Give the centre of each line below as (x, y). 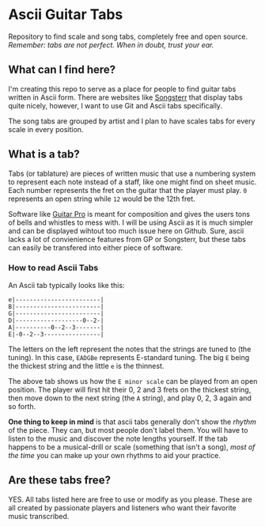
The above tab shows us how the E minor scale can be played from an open (133, 381)
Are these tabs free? (59, 480)
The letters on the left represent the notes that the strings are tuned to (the (130, 349)
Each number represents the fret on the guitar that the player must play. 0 (128, 190)
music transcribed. (39, 516)
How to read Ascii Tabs (53, 268)
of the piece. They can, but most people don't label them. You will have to (128, 430)
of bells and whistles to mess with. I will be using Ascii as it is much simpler (131, 222)
